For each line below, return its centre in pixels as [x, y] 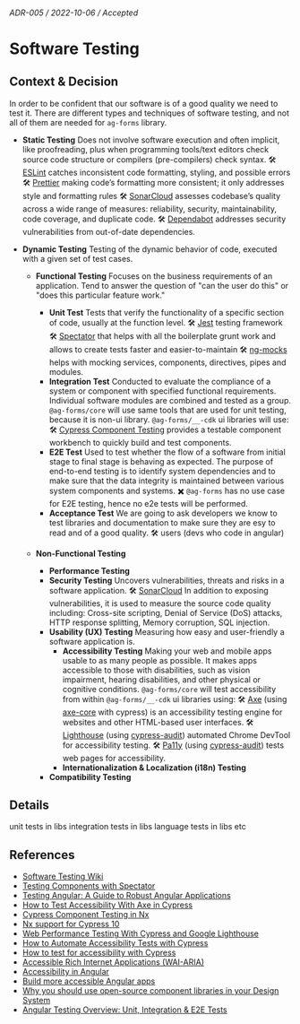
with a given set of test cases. [77, 258]
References [42, 855]
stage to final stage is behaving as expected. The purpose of [161, 461]
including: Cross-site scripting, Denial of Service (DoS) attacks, [166, 612]
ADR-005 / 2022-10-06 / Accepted [74, 13]
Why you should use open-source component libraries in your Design [150, 991]
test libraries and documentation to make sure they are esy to [162, 522]
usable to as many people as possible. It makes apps [160, 660]
